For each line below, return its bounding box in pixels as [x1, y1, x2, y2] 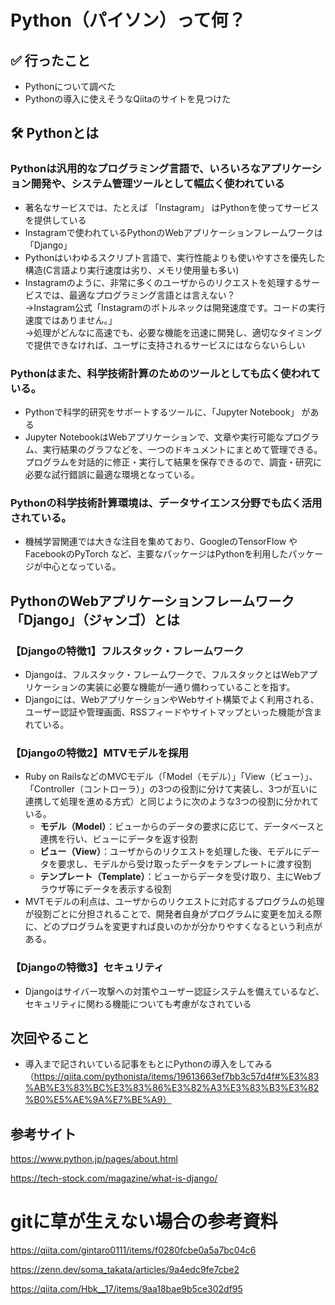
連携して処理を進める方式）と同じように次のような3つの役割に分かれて [24, 796, 320, 808]
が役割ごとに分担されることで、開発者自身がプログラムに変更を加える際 [24, 908, 322, 920]
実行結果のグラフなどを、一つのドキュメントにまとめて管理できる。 [42, 443, 323, 455]
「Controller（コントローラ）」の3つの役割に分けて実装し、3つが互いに [24, 783, 318, 795]
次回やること [10, 1029, 90, 1046]
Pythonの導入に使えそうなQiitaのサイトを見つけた [24, 93, 232, 105]
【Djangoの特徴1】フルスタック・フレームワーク [10, 644, 245, 658]
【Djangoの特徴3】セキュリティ [10, 961, 165, 975]
